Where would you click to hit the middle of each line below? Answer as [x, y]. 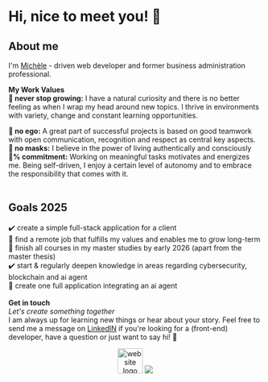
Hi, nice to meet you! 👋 [85, 17]
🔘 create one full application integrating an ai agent [93, 285]
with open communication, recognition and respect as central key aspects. [132, 139]
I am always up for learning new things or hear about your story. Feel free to [134, 320]
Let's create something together [62, 311]
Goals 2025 [38, 208]
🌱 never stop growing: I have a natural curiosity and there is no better [124, 98]
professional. [30, 74]
